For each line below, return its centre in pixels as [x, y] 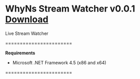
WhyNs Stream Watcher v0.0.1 [70, 9]
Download [27, 19]
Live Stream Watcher [27, 33]
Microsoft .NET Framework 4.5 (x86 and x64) [59, 62]
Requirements [20, 53]
